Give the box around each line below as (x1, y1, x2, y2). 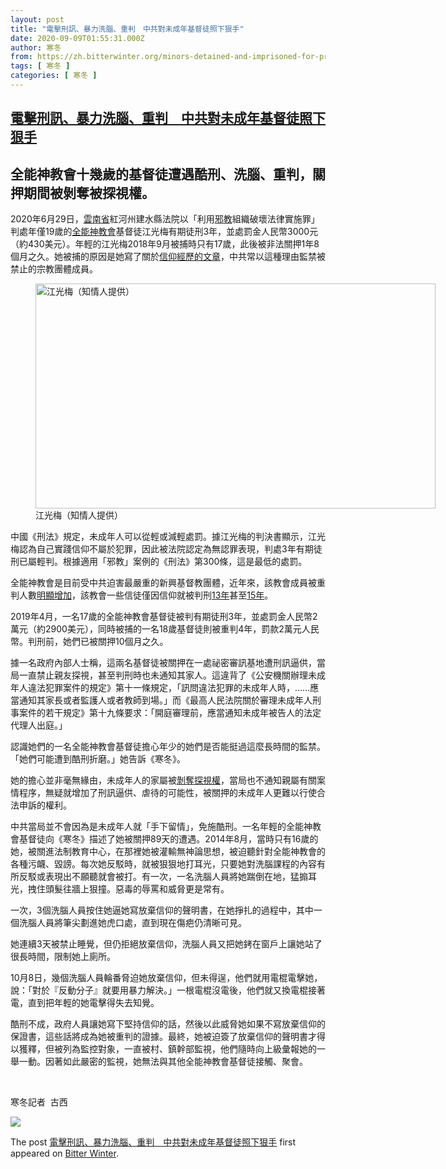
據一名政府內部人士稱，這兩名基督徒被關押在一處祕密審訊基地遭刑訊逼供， (10, 657, 317, 669)
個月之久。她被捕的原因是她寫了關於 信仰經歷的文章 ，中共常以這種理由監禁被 (10, 251, 326, 263)
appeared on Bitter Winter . (10, 1147, 119, 1160)
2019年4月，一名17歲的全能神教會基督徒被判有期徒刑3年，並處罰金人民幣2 (10, 611, 318, 623)
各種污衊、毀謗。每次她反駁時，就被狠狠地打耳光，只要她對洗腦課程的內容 (10, 858, 317, 870)
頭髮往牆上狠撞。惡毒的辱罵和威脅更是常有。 (44, 883, 230, 895)
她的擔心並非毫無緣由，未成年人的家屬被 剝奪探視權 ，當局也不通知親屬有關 (10, 774, 317, 786)
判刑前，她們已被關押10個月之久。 (27, 636, 169, 648)
